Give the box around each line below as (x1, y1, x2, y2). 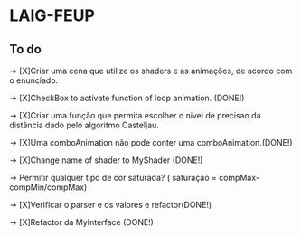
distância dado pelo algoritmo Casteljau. (9, 119, 160, 130)
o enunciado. (9, 75, 59, 86)
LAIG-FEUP (9, 5, 95, 26)
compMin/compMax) (9, 182, 88, 193)
